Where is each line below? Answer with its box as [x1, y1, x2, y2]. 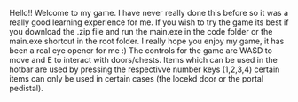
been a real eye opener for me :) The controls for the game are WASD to [9, 45, 273, 56]
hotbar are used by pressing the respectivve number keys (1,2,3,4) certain [9, 64, 280, 75]
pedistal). [9, 83, 44, 93]
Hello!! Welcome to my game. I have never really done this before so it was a [9, 8, 289, 18]
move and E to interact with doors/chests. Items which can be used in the [9, 55, 278, 65]
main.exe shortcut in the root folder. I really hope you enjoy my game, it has [9, 35, 285, 46]
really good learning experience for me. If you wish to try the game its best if [9, 17, 289, 27]
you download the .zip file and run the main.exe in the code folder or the [9, 27, 273, 36]
